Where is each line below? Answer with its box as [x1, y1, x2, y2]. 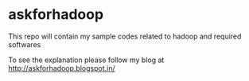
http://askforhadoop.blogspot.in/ [8, 63, 115, 72]
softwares [8, 39, 41, 49]
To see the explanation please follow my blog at [8, 55, 165, 64]
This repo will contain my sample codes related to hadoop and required [8, 31, 242, 41]
